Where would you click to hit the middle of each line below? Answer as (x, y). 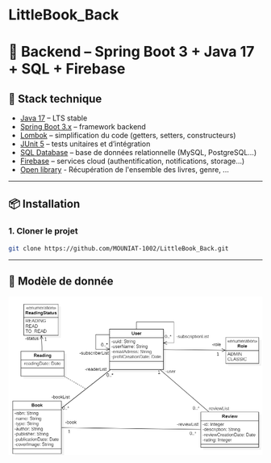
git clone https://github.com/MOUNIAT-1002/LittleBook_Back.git (119, 248)
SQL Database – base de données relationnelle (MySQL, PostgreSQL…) (138, 153)
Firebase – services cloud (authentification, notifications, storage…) (132, 161)
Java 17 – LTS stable (54, 118)
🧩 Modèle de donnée (61, 282)
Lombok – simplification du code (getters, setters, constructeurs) (128, 136)
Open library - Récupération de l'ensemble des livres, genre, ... (125, 170)
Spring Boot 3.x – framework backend (83, 127)
